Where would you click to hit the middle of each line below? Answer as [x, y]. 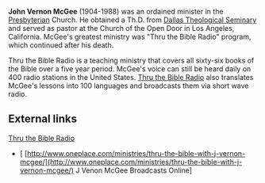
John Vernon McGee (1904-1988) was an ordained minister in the [116, 11]
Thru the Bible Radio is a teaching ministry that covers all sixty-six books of [131, 60]
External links [43, 119]
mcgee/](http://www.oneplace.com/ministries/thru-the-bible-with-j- [131, 162]
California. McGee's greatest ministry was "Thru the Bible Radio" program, [130, 36]
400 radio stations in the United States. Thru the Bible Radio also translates [131, 77]
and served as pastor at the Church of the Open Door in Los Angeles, [121, 28]
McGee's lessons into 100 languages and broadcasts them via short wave [129, 86]
